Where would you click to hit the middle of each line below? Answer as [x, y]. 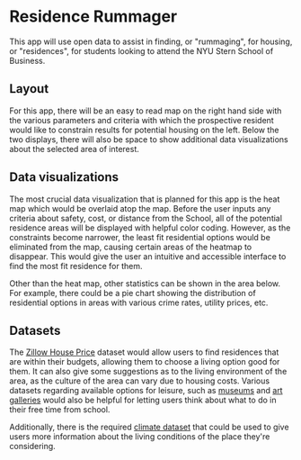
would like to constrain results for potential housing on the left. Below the [144, 130]
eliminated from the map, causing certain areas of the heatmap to [131, 247]
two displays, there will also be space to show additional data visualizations [149, 139]
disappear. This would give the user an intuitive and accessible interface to [148, 256]
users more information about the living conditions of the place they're [140, 437]
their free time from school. [60, 410]
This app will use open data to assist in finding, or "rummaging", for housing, [151, 41]
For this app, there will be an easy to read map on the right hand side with [146, 111]
